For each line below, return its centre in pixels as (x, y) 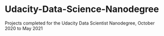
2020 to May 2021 (24, 28)
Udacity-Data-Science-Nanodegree (82, 9)
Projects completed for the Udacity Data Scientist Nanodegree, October (80, 23)
